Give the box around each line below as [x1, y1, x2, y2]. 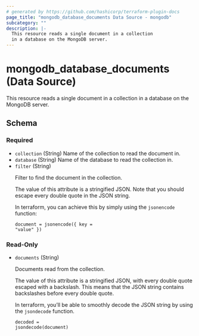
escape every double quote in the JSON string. [14, 192, 130, 199]
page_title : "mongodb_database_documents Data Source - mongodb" [6, 14, 172, 20]
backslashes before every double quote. [14, 289, 114, 297]
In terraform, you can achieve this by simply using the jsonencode [14, 204, 175, 211]
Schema [6, 118, 38, 128]
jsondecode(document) [14, 324, 69, 330]
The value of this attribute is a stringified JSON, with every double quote [14, 277, 192, 284]
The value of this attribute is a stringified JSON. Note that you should [14, 186, 185, 193]
